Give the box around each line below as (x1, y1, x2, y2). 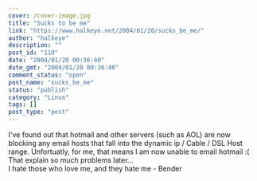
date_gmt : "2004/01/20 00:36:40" (8, 64, 119, 72)
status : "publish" (8, 85, 69, 94)
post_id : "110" (8, 49, 59, 57)
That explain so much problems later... (8, 155, 134, 164)
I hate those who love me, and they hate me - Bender (8, 164, 183, 173)
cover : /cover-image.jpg (8, 11, 91, 20)
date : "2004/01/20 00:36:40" (8, 57, 105, 65)
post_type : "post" (8, 108, 69, 116)
